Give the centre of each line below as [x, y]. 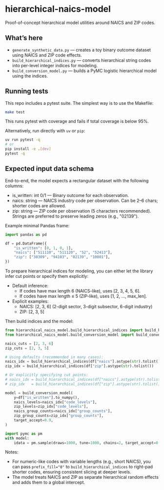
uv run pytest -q [23, 140]
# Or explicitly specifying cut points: [47, 375]
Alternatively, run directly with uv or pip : [45, 131]
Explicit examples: [30, 301]
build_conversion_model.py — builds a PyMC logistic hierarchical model [84, 71]
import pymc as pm [24, 434]
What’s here [24, 38]
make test [15, 112]
